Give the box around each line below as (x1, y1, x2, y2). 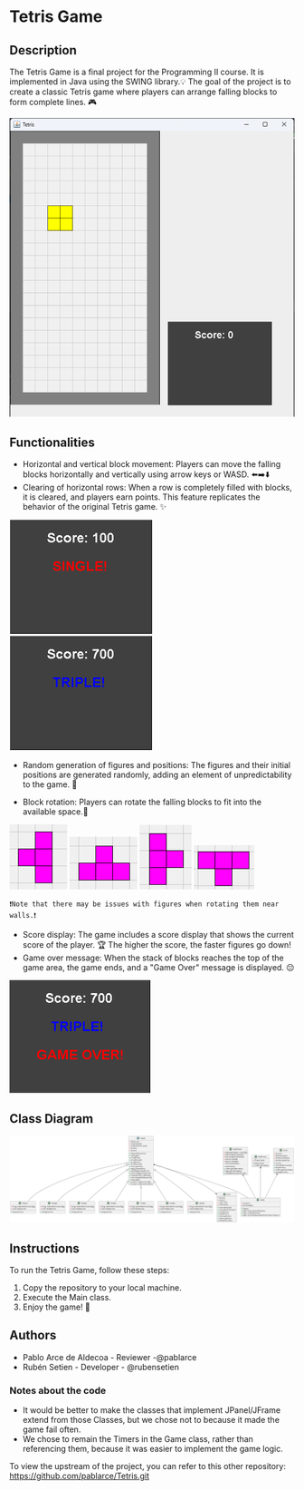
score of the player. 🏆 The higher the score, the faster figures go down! (22, 940, 291, 950)
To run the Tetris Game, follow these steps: (9, 1264, 170, 1275)
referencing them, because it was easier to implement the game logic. (22, 1444, 283, 1455)
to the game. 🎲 (22, 779, 78, 790)
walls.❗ (9, 911, 36, 920)
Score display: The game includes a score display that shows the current (22, 930, 294, 940)
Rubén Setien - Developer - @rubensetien (22, 1361, 179, 1372)
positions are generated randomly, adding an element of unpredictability (22, 769, 292, 781)
